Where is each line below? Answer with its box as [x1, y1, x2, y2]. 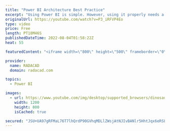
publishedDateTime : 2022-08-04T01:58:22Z [5, 36, 94, 41]
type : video [5, 21, 30, 27]
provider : [5, 58, 26, 63]
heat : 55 [5, 40, 24, 45]
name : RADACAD [10, 63, 39, 68]
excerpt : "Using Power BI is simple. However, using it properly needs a [5, 12, 164, 17]
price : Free [5, 26, 30, 31]
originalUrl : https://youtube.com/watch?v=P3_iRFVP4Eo [5, 17, 123, 22]
